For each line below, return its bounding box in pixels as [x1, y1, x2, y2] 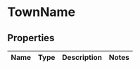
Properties [7, 32, 55, 44]
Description [62, 53, 102, 62]
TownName [7, 4, 76, 20]
